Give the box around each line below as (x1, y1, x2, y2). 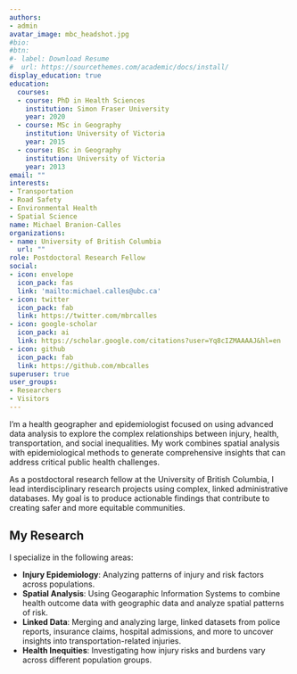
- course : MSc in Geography (17, 121, 122, 130)
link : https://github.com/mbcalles (17, 361, 150, 370)
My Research (9, 528, 85, 544)
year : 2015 (25, 137, 66, 146)
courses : (17, 87, 50, 96)
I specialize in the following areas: (9, 552, 134, 563)
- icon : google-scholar (9, 320, 98, 329)
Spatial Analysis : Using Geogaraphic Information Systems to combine (21, 588, 281, 598)
